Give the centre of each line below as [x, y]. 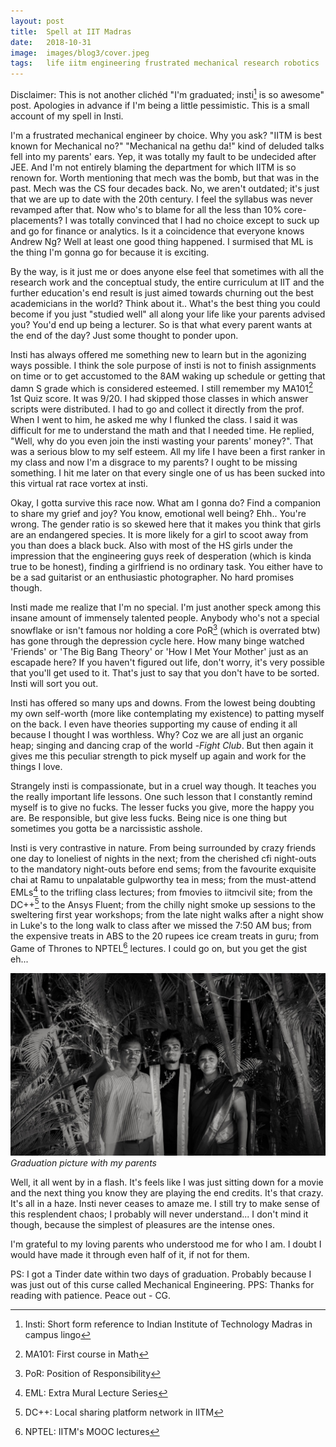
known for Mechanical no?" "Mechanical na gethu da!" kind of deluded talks [167, 146]
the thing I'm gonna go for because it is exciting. [110, 252]
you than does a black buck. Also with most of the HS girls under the [151, 546]
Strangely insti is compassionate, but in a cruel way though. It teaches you [163, 786]
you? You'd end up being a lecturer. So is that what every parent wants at [161, 324]
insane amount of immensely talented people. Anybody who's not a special [165, 618]
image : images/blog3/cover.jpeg [80, 53]
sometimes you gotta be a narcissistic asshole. [106, 829]
